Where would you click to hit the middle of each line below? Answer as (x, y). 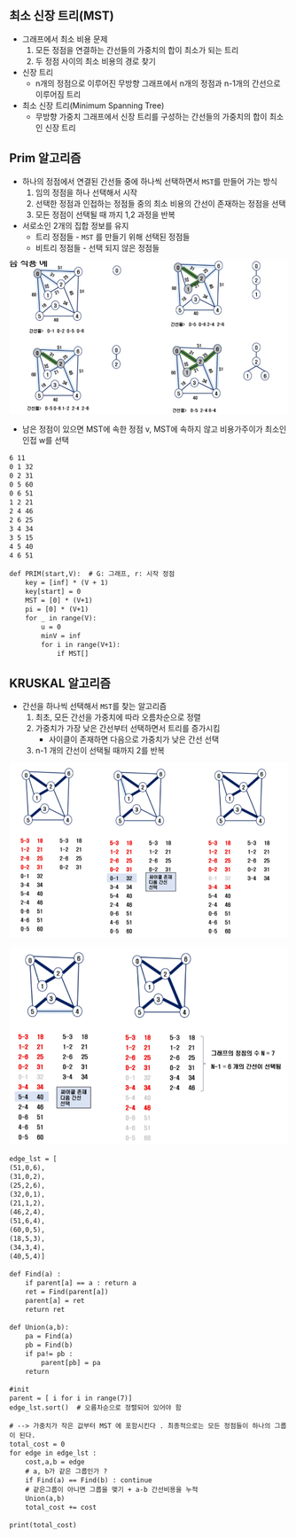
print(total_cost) (43, 1525)
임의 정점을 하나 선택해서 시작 (86, 192)
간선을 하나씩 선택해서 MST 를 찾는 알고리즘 (94, 707)
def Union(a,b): (39, 1327)
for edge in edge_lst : (53, 1453)
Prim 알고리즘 (45, 158)
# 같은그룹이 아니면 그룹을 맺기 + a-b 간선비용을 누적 (112, 1489)
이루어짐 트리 (58, 94)
